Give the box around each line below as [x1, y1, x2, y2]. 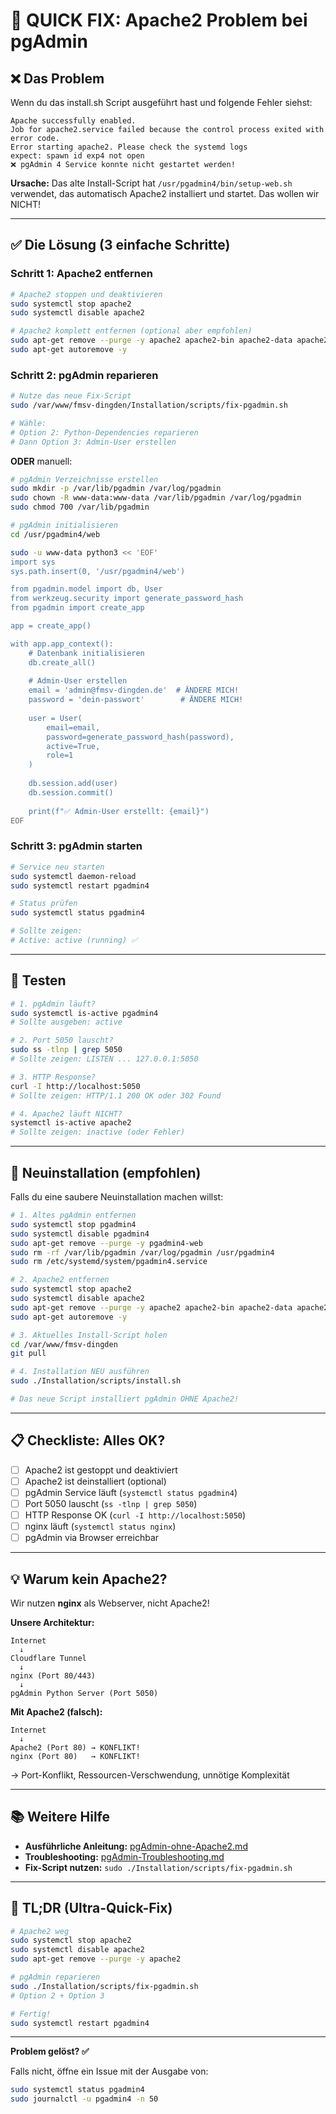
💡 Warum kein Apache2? [10, 1570, 168, 1588]
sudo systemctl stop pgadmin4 [10, 1219, 137, 1229]
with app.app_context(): [10, 639, 114, 649]
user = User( [28, 713, 83, 723]
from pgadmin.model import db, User [10, 584, 163, 594]
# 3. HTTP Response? [10, 1072, 97, 1082]
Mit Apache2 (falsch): [10, 1705, 103, 1718]
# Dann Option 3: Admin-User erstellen [10, 437, 177, 447]
